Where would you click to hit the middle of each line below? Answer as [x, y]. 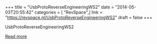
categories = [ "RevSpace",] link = [69, 12]
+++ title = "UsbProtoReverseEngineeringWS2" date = [60, 7]
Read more [16, 36]
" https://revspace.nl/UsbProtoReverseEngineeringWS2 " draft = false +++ [79, 17]
